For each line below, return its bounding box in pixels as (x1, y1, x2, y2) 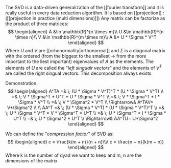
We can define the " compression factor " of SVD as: (5, 131, 114, 137)
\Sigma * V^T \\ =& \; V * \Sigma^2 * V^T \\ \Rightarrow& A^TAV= (18, 99, 154, 105)
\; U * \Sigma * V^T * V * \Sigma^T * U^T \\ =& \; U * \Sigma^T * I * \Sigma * (5, 110, 166, 116)
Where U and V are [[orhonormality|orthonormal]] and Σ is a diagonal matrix (5, 48, 166, 53)
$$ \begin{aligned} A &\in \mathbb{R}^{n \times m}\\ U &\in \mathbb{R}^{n (8, 29, 164, 35)
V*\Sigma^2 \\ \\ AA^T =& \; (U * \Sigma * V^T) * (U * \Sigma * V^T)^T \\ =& (7, 104, 165, 111)
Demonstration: (5, 80, 38, 86)
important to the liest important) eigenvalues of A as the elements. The (5, 58, 154, 65)
